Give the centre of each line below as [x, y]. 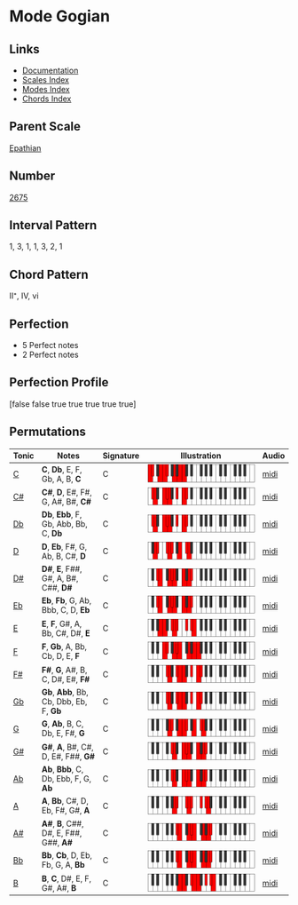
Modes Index [46, 89]
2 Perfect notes [50, 355]
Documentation [50, 70]
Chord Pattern [49, 274]
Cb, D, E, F [60, 656]
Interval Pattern [53, 225]
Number [32, 176]
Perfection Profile [59, 382]
